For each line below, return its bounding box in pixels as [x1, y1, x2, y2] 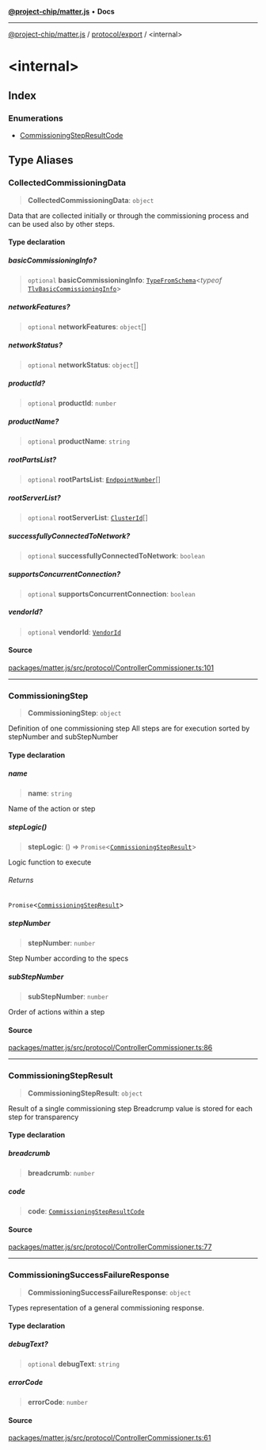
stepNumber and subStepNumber [8, 732, 119, 742]
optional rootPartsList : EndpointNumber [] [27, 474, 161, 484]
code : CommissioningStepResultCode [27, 1206, 145, 1216]
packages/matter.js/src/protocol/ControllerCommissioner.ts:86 [8, 1043, 213, 1053]
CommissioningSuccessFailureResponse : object [27, 1287, 192, 1297]
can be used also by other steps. [8, 219, 115, 228]
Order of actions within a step [8, 1007, 105, 1017]
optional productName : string [27, 436, 131, 446]
